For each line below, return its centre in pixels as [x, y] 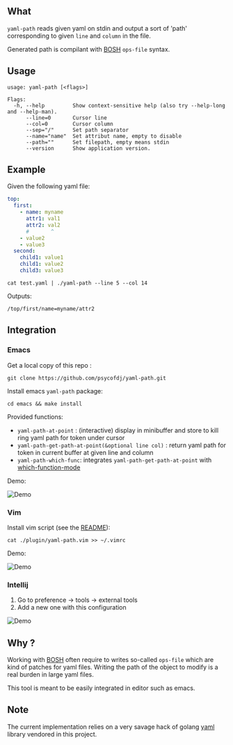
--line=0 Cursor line [66, 118]
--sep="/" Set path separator [77, 130]
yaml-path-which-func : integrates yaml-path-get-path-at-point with [114, 460]
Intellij [18, 585]
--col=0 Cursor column [69, 124]
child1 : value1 [42, 257]
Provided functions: [35, 416]
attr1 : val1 [43, 219]
